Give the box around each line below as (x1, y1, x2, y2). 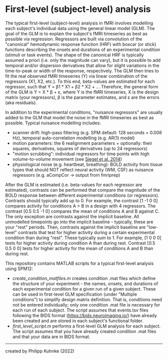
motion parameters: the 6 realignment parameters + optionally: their (12, 140, 152, 146)
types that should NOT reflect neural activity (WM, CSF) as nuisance (12, 166, 154, 173)
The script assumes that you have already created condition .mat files (12, 328, 156, 334)
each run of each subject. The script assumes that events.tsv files (12, 307, 148, 313)
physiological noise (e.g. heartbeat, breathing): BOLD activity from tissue (12, 161, 163, 167)
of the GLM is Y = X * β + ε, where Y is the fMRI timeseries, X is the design (5, 89, 159, 95)
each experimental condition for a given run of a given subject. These (12, 286, 156, 292)
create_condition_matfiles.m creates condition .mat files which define (12, 275, 156, 281)
